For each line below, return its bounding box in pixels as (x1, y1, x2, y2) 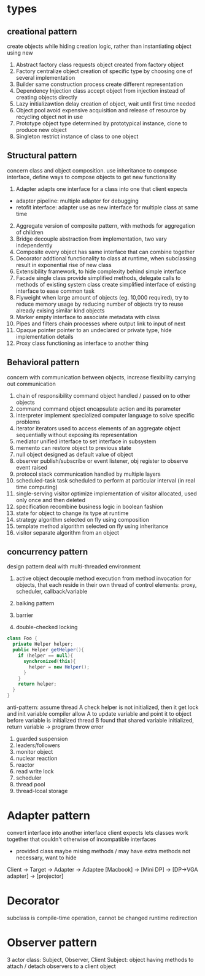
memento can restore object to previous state (15, 444, 131, 451)
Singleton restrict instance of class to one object (15, 133, 139, 140)
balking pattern (15, 600, 55, 607)
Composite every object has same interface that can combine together (15, 248, 195, 255)
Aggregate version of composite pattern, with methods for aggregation (15, 222, 196, 229)
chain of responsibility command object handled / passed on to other (15, 392, 191, 399)
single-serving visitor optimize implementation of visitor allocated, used (15, 490, 197, 497)
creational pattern (7, 26, 77, 37)
